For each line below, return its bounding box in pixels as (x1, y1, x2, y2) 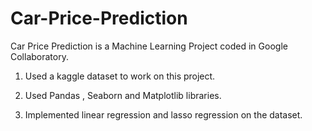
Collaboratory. (10, 50, 69, 62)
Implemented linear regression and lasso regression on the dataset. (24, 108, 303, 121)
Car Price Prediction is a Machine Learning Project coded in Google (10, 40, 288, 52)
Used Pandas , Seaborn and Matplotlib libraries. (24, 89, 222, 101)
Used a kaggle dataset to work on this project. (24, 70, 216, 82)
